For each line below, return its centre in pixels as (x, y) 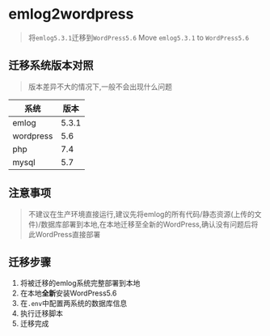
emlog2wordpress (71, 14)
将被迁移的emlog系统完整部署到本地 (80, 283)
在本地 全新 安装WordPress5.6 (68, 293)
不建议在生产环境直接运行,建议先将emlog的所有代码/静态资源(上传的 (141, 214)
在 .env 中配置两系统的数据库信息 (74, 304)
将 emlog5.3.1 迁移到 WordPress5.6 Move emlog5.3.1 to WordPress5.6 (138, 37)
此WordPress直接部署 (64, 234)
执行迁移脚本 (41, 313)
